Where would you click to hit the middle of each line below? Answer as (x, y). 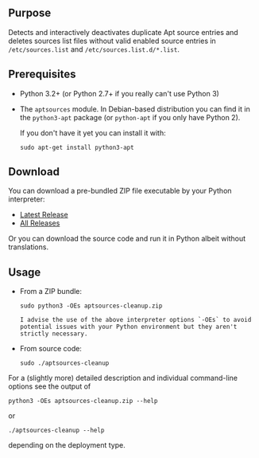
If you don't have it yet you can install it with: (93, 133)
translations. (29, 247)
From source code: (50, 349)
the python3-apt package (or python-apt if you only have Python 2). (130, 117)
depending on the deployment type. (67, 445)
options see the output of (50, 386)
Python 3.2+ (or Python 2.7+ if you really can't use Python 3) (120, 93)
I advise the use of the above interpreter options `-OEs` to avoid (135, 320)
